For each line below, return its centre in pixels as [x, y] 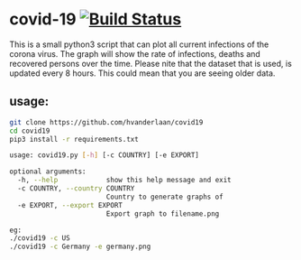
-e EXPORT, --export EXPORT [70, 205]
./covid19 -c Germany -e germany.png [80, 247]
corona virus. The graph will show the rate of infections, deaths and [135, 53]
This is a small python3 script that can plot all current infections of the [139, 44]
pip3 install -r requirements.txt [74, 139]
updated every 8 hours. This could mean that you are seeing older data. [142, 73]
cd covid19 [30, 131]
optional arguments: [48, 172]
